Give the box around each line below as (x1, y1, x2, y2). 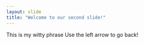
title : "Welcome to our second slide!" (6, 14, 106, 20)
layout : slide (6, 8, 42, 15)
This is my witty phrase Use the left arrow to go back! (6, 31, 139, 38)
